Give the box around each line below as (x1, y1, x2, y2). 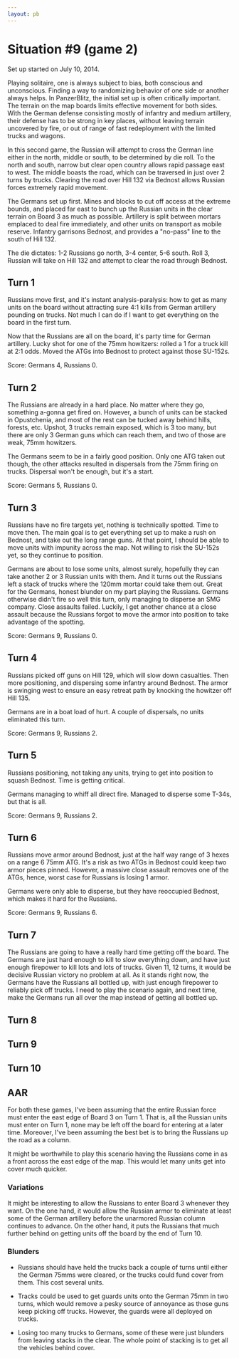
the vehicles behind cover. (17, 1343, 95, 1352)
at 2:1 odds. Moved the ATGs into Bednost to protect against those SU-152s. (7, 347, 230, 356)
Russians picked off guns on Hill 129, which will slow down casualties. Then (7, 671, 229, 679)
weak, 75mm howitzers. (7, 439, 77, 447)
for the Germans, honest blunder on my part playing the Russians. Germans (7, 587, 229, 595)
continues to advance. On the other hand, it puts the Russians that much (7, 1221, 219, 1230)
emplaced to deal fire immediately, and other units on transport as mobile (7, 219, 222, 228)
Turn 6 (7, 832, 37, 844)
